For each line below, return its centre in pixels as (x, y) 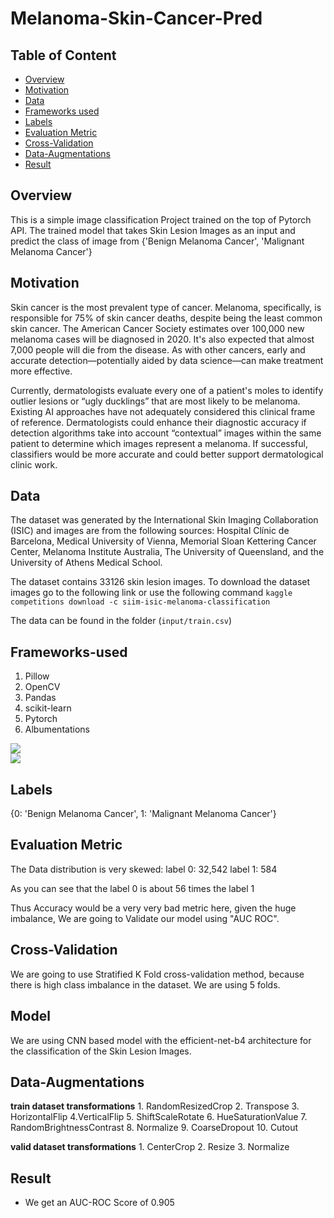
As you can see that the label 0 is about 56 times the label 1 (132, 888)
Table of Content (63, 55)
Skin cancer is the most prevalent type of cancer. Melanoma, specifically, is (166, 307)
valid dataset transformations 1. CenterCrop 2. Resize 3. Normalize (150, 1147)
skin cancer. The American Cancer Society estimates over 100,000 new (157, 328)
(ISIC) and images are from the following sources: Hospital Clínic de (150, 531)
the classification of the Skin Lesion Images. (101, 1051)
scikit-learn (48, 708)
